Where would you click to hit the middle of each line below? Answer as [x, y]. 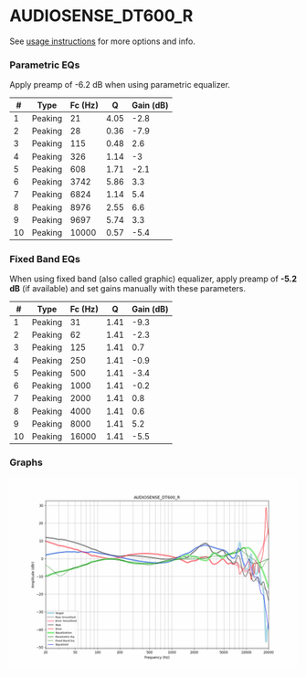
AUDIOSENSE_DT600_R [101, 16]
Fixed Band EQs [45, 259]
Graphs [26, 462]
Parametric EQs [45, 65]
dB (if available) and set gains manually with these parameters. [128, 289]
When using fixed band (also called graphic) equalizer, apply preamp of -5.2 [153, 279]
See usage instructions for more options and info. [103, 41]
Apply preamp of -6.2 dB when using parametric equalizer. [120, 85]
